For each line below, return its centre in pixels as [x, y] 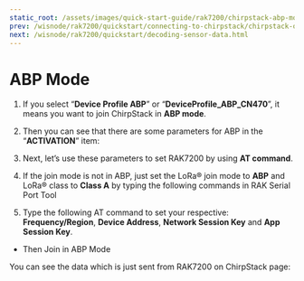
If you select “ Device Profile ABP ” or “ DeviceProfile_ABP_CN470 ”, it [151, 104]
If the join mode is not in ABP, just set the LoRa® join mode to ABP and [153, 176]
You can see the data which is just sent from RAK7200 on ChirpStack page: [150, 267]
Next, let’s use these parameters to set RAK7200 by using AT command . [158, 158]
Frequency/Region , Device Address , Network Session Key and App [151, 222]
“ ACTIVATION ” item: [61, 141]
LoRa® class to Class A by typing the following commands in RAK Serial [157, 185]
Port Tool [39, 195]
